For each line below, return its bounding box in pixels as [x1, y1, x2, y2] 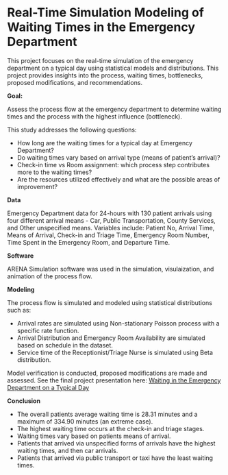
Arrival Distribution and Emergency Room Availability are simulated [16, 334, 205, 342]
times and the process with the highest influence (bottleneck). [7, 112, 183, 121]
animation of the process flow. [7, 272, 92, 280]
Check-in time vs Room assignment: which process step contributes [16, 160, 210, 169]
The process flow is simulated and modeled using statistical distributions [7, 298, 212, 306]
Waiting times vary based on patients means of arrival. [16, 432, 171, 440]
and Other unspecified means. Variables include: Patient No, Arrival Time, [7, 223, 215, 232]
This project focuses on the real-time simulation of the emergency [7, 56, 194, 64]
